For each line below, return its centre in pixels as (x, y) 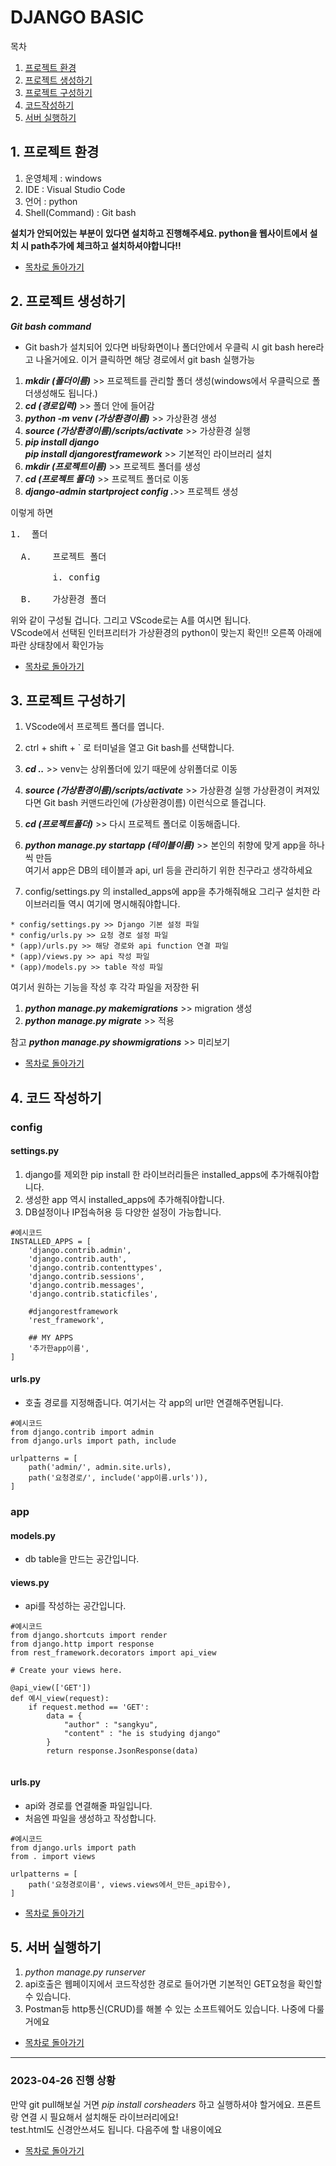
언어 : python (51, 201)
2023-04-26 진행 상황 (63, 2081)
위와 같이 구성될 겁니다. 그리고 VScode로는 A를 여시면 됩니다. (131, 620)
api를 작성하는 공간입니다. (75, 1606)
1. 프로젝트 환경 (55, 152)
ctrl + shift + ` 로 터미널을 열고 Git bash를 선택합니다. (129, 748)
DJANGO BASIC (77, 17)
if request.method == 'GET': (89, 1707)
